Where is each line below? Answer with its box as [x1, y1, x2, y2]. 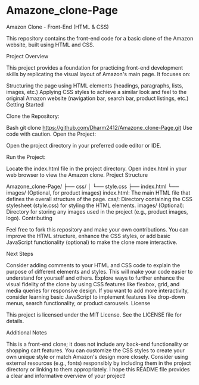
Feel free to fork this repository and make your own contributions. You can [6, 226, 189, 233]
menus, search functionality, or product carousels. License [6, 299, 151, 306]
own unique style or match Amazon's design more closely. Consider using [6, 353, 188, 360]
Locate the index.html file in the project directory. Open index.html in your [6, 165, 187, 172]
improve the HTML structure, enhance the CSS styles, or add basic [6, 232, 171, 239]
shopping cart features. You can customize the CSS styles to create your [6, 346, 185, 354]
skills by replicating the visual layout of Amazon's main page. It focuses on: [6, 70, 191, 77]
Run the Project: [6, 153, 46, 161]
